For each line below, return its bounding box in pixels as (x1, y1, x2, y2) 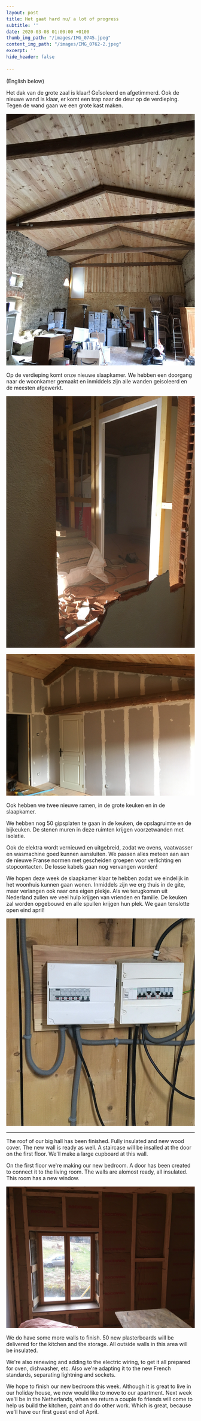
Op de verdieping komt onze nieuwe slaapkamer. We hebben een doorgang (6, 371, 193, 379)
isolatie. (6, 832, 26, 839)
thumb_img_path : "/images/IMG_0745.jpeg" (6, 35, 111, 41)
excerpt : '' (6, 48, 36, 54)
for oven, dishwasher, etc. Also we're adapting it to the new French (6, 1365, 171, 1372)
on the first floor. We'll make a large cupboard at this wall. (6, 1150, 148, 1157)
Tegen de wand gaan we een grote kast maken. (6, 102, 124, 109)
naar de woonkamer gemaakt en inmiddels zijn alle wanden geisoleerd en (6, 377, 187, 385)
